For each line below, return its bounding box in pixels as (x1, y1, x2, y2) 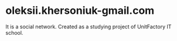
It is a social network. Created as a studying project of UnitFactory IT (5, 23, 172, 30)
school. (5, 29, 23, 36)
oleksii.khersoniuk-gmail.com (5, 4, 155, 17)
